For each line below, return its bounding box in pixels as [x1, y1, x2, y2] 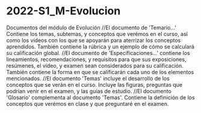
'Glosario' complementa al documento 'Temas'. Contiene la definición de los [6, 94, 195, 101]
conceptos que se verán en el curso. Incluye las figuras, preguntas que [6, 81, 182, 88]
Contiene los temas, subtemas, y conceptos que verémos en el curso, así [6, 30, 188, 37]
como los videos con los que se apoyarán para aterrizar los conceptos [6, 36, 181, 44]
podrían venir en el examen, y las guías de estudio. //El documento [6, 87, 172, 94]
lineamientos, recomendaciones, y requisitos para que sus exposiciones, [6, 56, 187, 63]
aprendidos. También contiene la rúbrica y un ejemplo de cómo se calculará [6, 43, 194, 50]
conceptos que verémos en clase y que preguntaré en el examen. [6, 100, 169, 107]
